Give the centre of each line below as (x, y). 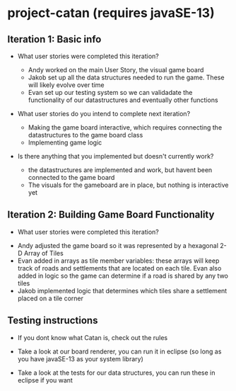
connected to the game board (71, 177)
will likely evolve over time (66, 85)
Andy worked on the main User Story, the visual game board (116, 70)
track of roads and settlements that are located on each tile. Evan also (119, 268)
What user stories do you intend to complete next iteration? (104, 114)
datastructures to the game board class (85, 135)
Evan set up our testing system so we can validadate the (110, 92)
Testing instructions (53, 321)
